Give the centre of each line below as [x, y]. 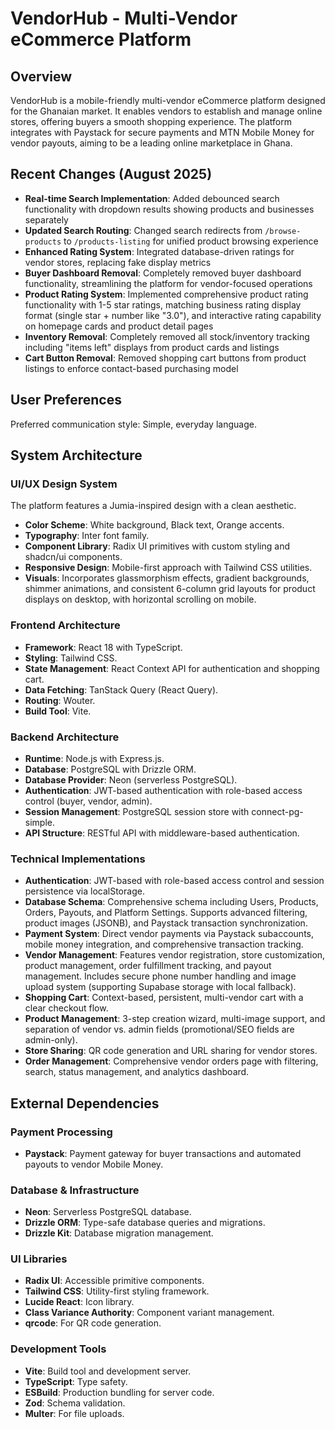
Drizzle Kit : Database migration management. [119, 1233]
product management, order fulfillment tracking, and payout [148, 966]
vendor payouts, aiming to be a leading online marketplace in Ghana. [151, 143]
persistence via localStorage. [84, 891]
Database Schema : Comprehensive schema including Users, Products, [171, 902]
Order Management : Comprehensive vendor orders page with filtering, [171, 1061]
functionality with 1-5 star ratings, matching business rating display [163, 304]
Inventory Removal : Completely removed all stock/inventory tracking [167, 336]
